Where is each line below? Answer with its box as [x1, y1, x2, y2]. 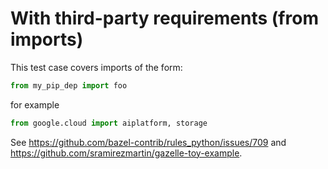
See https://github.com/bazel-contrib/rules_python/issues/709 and [10, 136, 287, 148]
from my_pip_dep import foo [10, 80, 128, 91]
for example [10, 98, 60, 111]
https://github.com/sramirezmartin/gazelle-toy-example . [10, 147, 243, 159]
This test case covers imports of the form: [10, 61, 183, 73]
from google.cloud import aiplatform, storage [10, 118, 208, 128]
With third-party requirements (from [10, 7, 319, 30]
